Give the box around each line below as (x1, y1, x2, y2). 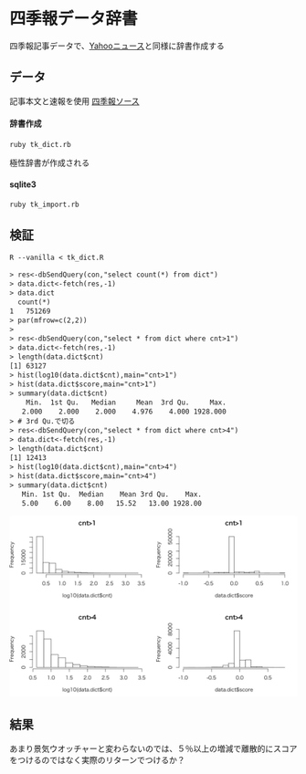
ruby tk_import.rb (9, 200, 79, 210)
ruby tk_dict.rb (9, 140, 71, 149)
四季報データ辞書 (9, 8, 139, 29)
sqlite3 (9, 179, 37, 190)
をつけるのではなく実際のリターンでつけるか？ (9, 754, 185, 765)
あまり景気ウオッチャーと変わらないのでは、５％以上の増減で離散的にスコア (9, 743, 298, 754)
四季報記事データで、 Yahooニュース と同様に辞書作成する (9, 40, 226, 51)
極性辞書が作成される (9, 157, 90, 168)
